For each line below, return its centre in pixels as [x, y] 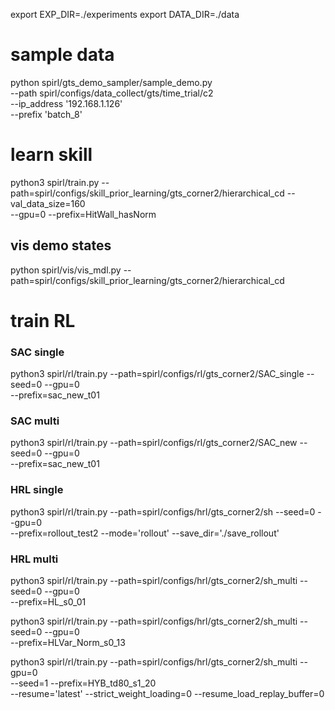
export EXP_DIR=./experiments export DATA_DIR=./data [125, 14]
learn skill [51, 155]
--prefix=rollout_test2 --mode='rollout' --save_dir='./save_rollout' [145, 533]
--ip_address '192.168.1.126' [66, 103]
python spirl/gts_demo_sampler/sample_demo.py [111, 82]
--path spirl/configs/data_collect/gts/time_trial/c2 [112, 93]
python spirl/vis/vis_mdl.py [66, 270]
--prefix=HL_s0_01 [48, 602]
